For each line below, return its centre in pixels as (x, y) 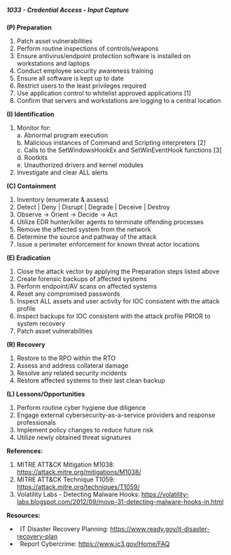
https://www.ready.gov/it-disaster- (160, 528)
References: (25, 451)
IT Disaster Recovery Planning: (64, 528)
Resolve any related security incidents (72, 373)
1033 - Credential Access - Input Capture (68, 10)
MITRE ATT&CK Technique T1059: (65, 479)
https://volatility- (166, 494)
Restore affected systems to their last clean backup (91, 380)
